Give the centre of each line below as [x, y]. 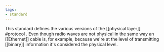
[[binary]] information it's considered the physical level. [61, 44]
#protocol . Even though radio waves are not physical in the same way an [80, 34]
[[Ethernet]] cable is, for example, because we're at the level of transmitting [82, 39]
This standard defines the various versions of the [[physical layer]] [73, 28]
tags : [11, 10]
